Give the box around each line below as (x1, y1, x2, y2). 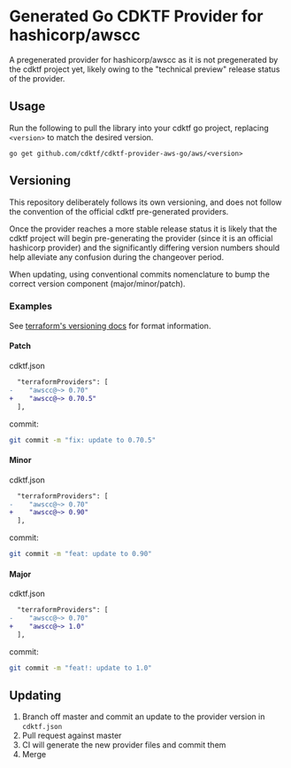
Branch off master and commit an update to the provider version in (21, 711, 265, 722)
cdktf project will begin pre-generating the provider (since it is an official (9, 232, 273, 243)
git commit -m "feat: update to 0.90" (9, 550, 152, 559)
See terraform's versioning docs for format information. (9, 320, 211, 331)
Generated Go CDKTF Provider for (9, 6, 264, 27)
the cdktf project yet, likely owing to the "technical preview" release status (9, 64, 280, 74)
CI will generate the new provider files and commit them (21, 740, 226, 750)
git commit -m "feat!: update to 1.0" (9, 663, 152, 672)
